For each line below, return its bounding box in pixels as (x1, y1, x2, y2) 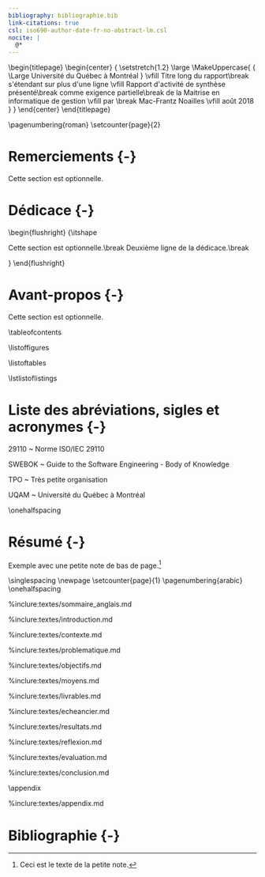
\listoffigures (8, 342, 50, 352)
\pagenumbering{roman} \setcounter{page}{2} (8, 120, 161, 130)
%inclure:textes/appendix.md (8, 799, 104, 808)
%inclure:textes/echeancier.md (8, 707, 110, 716)
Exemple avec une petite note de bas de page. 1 (8, 559, 162, 570)
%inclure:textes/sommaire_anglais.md (8, 599, 132, 609)
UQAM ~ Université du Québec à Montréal (8, 490, 146, 499)
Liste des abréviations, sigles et (8, 401, 220, 419)
